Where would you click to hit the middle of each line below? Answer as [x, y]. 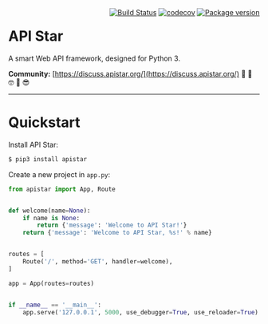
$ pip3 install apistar [48, 159]
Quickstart [45, 122]
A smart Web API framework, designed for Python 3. [95, 58]
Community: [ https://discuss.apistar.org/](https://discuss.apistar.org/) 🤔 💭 [130, 73]
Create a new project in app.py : [59, 174]
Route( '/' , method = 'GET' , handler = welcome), [98, 262]
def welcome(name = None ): [49, 211]
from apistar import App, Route [62, 189]
